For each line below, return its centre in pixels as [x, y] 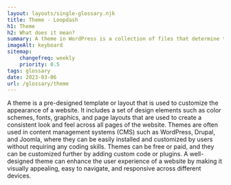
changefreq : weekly [47, 58]
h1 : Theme [21, 26]
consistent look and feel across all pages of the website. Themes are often [113, 125]
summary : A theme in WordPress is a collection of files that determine [113, 39]
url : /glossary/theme [38, 84]
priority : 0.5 [40, 64]
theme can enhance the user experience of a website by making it [129, 161]
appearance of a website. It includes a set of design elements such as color [114, 110]
